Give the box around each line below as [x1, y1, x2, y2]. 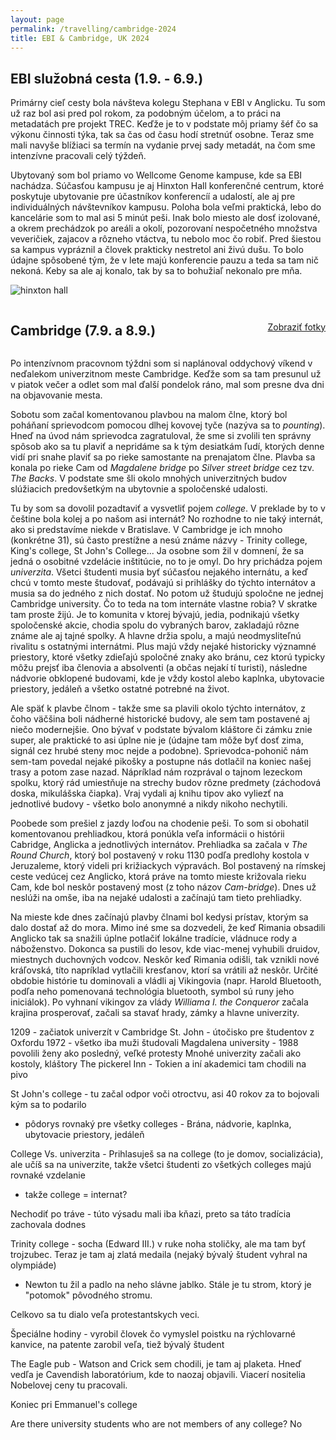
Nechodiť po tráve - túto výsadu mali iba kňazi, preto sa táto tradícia [10, 1208, 292, 1220]
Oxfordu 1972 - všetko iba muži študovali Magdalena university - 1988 [10, 1037, 299, 1048]
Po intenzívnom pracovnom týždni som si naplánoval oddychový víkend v [10, 357, 313, 369]
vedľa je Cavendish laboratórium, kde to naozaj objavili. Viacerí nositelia [10, 1369, 306, 1380]
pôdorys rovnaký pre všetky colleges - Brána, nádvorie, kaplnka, [24, 1118, 292, 1130]
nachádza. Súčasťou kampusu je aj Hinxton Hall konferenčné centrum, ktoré [10, 180, 325, 192]
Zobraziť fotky [267, 321, 326, 333]
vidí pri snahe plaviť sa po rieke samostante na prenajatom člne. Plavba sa [10, 451, 316, 463]
